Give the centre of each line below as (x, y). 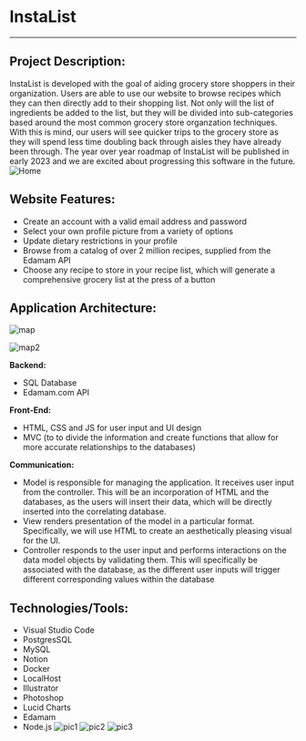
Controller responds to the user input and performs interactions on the (154, 551)
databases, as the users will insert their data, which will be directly (147, 502)
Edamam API (46, 260)
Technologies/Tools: (69, 608)
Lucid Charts (46, 707)
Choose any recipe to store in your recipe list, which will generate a (149, 270)
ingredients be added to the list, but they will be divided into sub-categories (152, 112)
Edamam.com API (56, 393)
